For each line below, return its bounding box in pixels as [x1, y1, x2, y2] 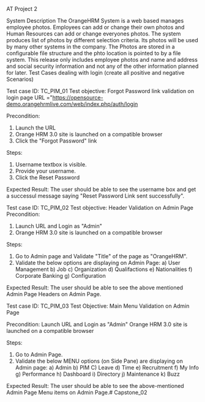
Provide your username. [15, 168, 76, 174]
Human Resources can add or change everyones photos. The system [6, 30, 181, 37]
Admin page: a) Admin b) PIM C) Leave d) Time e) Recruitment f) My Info [15, 364, 199, 371]
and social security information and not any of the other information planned [6, 62, 199, 70]
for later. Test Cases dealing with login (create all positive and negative [6, 69, 185, 76]
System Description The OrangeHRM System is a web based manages [6, 17, 184, 24]
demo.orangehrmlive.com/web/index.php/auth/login [6, 100, 138, 108]
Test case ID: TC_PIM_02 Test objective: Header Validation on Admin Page [6, 204, 194, 211]
